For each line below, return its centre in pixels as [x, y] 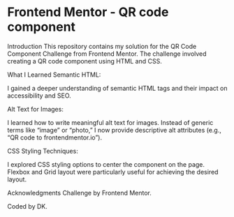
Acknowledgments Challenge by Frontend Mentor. [80, 193]
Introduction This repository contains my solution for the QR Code [102, 46]
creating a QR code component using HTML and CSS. [85, 61]
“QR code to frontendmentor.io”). [55, 137]
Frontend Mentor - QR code [88, 12]
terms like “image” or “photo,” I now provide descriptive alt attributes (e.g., [115, 130]
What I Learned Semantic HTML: [54, 75]
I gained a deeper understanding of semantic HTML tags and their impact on [117, 88]
